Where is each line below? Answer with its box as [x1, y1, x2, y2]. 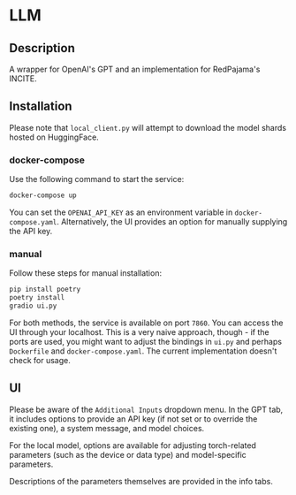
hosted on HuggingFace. [9, 132, 99, 142]
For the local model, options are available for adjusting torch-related [9, 439, 256, 451]
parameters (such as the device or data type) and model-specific [9, 449, 247, 460]
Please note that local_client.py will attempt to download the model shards [9, 122, 287, 133]
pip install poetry [9, 285, 81, 294]
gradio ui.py [9, 301, 57, 310]
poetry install [9, 293, 65, 302]
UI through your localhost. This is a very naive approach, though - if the [9, 326, 269, 337]
